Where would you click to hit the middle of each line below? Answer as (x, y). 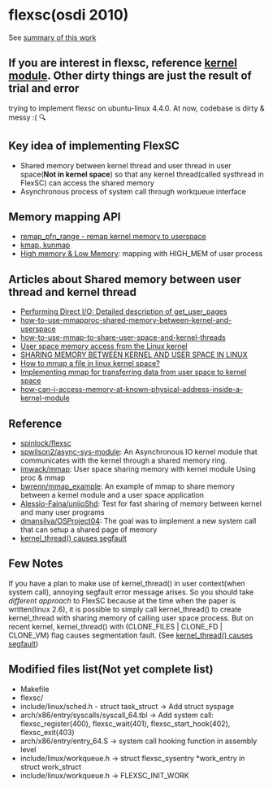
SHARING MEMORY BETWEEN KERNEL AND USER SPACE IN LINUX (134, 355)
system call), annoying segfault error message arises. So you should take (131, 592)
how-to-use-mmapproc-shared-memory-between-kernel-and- (126, 320)
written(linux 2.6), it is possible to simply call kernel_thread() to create (125, 609)
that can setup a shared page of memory (89, 529)
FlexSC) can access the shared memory (87, 183)
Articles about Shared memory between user (125, 279)
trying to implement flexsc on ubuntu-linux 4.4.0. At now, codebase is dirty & (136, 108)
